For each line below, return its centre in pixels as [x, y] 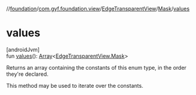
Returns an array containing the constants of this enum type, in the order [96, 67]
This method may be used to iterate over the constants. [75, 85]
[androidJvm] [23, 49]
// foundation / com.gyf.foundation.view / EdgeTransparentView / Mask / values [98, 9]
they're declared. [27, 74]
